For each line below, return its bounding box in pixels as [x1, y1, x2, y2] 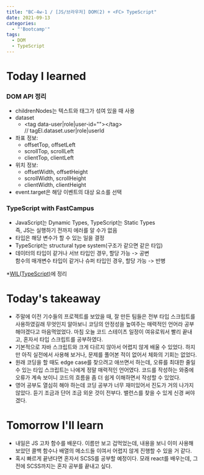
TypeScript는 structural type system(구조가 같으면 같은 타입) [15, 242, 163, 249]
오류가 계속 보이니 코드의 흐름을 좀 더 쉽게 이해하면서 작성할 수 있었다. [15, 374, 181, 381]
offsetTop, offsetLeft [24, 141, 76, 148]
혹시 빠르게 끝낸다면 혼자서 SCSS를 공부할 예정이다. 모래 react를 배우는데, [15, 454, 192, 462]
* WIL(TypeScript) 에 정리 [6, 270, 67, 277]
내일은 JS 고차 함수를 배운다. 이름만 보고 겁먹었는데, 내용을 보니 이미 [15, 439, 178, 446]
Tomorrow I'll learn [6, 418, 104, 432]
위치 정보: [15, 161, 38, 169]
